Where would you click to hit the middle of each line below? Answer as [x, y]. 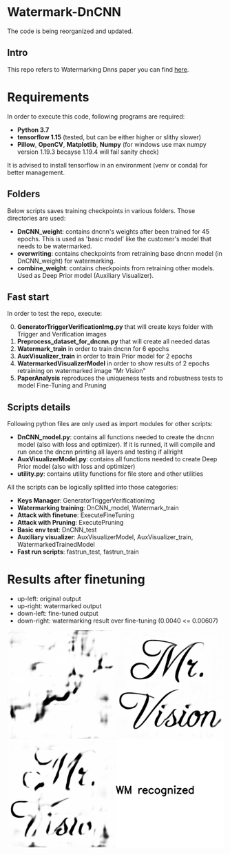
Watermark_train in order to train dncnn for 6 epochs [93, 349]
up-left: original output [49, 599]
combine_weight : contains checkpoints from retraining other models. [116, 268]
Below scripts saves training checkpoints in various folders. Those [101, 210]
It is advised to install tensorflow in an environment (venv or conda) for [107, 165]
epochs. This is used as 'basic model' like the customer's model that [114, 239]
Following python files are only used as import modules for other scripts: [110, 424]
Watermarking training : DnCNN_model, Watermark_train [98, 508]
